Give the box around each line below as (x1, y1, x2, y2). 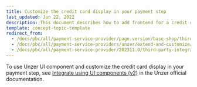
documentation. (6, 75, 45, 82)
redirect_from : (6, 31, 43, 36)
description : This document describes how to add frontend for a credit (6, 19, 188, 25)
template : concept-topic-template (6, 25, 91, 31)
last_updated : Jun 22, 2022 (6, 14, 75, 20)
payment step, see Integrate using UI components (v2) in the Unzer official (6, 69, 186, 76)
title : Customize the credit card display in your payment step (6, 8, 167, 15)
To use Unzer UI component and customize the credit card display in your (6, 63, 185, 70)
